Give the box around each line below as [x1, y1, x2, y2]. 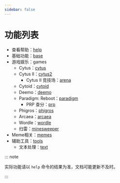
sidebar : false [4, 7, 35, 12]
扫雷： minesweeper [18, 126, 59, 131]
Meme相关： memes [11, 132, 52, 138]
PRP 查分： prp [26, 101, 55, 107]
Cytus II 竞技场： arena [26, 77, 71, 83]
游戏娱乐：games [11, 59, 47, 65]
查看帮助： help [11, 47, 42, 53]
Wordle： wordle [18, 120, 51, 126]
